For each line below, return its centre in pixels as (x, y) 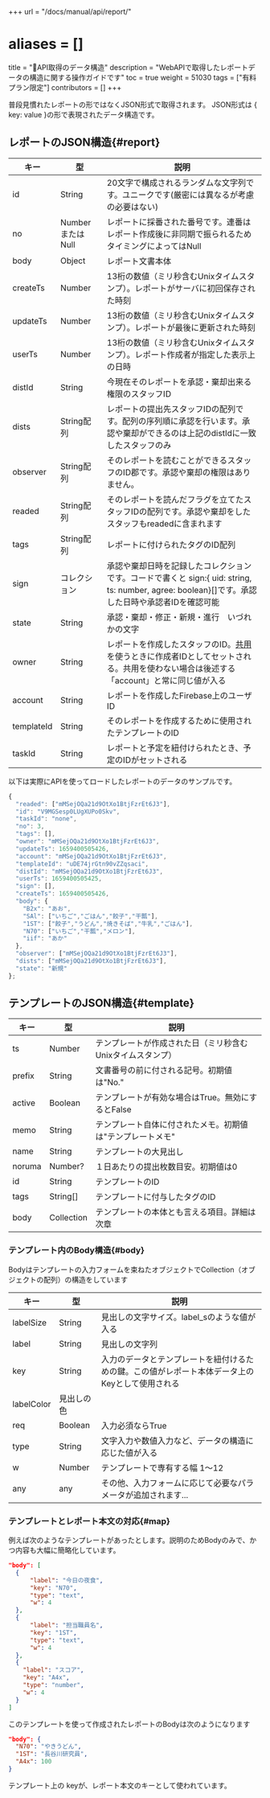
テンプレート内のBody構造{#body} (76, 1250)
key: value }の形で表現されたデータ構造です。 (84, 114)
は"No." (110, 1083)
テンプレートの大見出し (139, 1152)
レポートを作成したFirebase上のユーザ (180, 695)
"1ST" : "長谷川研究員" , (52, 1754)
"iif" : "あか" (45, 939)
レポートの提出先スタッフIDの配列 (171, 409)
